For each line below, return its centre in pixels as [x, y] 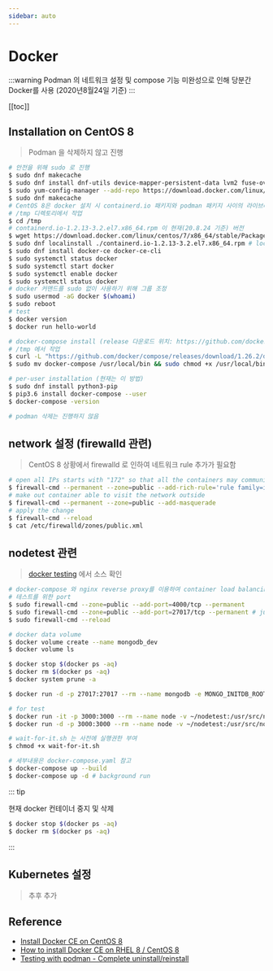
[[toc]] [19, 106]
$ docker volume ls [41, 650]
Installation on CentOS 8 [71, 131]
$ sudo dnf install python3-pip [63, 387]
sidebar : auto [32, 16]
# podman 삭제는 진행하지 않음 [54, 416]
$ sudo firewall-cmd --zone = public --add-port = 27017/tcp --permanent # [132, 612]
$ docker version [38, 319]
